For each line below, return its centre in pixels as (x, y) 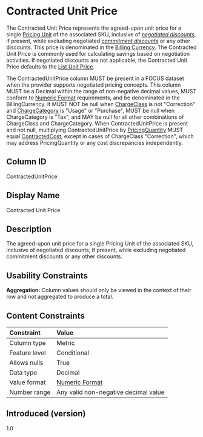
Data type (23, 372)
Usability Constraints (47, 275)
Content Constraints (45, 315)
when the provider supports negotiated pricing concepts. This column (94, 85)
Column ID (26, 162)
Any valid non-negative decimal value (111, 392)
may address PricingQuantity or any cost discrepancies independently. (95, 142)
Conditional (73, 353)
